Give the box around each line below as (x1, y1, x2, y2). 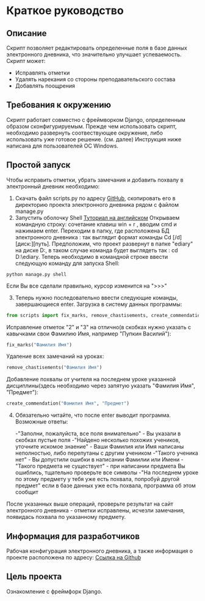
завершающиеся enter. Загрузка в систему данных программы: (15, 300, 182, 308)
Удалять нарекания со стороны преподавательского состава (15, 76, 176, 83)
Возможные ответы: (15, 418, 68, 425)
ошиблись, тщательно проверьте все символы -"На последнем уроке (15, 469, 199, 476)
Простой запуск (6, 160, 71, 170)
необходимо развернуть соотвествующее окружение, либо (6, 129, 164, 136)
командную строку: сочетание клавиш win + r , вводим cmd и (15, 220, 177, 228)
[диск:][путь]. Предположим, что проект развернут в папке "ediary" (15, 240, 193, 247)
